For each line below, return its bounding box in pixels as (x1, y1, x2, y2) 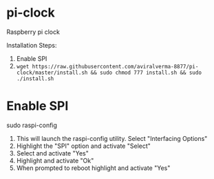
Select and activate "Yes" (16, 149, 89, 157)
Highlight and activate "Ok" (16, 156, 94, 164)
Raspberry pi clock (6, 28, 60, 36)
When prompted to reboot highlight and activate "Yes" (16, 164, 171, 172)
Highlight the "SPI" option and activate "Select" (16, 142, 151, 150)
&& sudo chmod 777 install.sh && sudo (90, 69, 202, 76)
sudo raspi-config (6, 121, 58, 129)
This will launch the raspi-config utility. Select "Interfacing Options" (16, 134, 208, 142)
